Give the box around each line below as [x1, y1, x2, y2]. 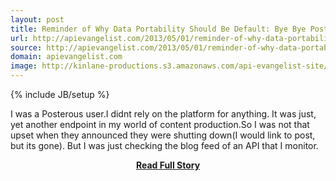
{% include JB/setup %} [10, 89, 110, 100]
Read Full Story [135, 159, 201, 171]
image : [10, 61, 38, 71]
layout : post [10, 14, 65, 25]
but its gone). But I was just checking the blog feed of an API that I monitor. [10, 140, 319, 151]
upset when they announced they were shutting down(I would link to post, [10, 129, 316, 141]
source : [10, 42, 43, 53]
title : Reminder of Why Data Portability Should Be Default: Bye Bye [10, 24, 307, 34]
